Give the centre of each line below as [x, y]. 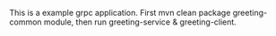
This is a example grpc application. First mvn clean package [120, 13]
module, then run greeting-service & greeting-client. [140, 22]
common [26, 22]
